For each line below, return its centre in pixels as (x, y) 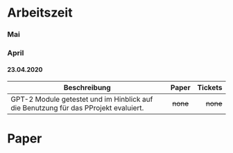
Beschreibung (87, 88)
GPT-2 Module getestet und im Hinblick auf (82, 100)
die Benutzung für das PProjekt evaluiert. (77, 108)
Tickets (210, 88)
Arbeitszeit (40, 13)
